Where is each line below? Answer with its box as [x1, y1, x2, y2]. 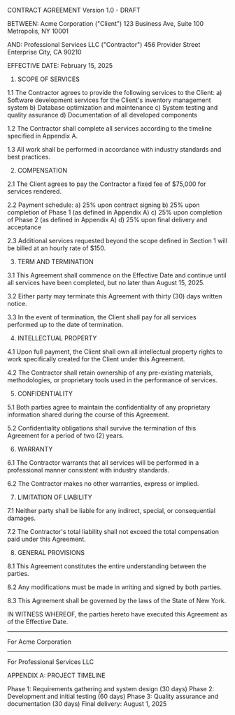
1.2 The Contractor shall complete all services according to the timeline [7, 124, 212, 132]
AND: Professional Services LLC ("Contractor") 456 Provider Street [7, 41, 201, 48]
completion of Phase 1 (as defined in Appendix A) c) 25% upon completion [7, 208, 222, 216]
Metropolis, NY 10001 [7, 27, 69, 35]
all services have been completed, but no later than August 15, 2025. [7, 279, 205, 287]
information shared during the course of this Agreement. [7, 410, 170, 419]
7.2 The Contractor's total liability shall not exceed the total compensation [7, 528, 219, 535]
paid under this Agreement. [7, 535, 86, 543]
